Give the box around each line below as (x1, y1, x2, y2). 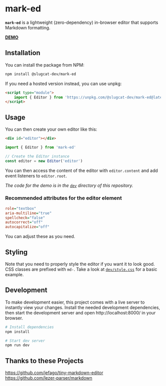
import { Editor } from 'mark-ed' (5, 145, 77, 150)
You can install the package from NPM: (5, 62, 85, 68)
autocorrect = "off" (5, 220, 43, 225)
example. (5, 272, 24, 278)
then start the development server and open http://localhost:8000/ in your (5, 309, 156, 315)
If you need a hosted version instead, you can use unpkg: (5, 80, 122, 86)
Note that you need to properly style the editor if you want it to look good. (5, 261, 155, 267)
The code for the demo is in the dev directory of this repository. (5, 182, 133, 188)
